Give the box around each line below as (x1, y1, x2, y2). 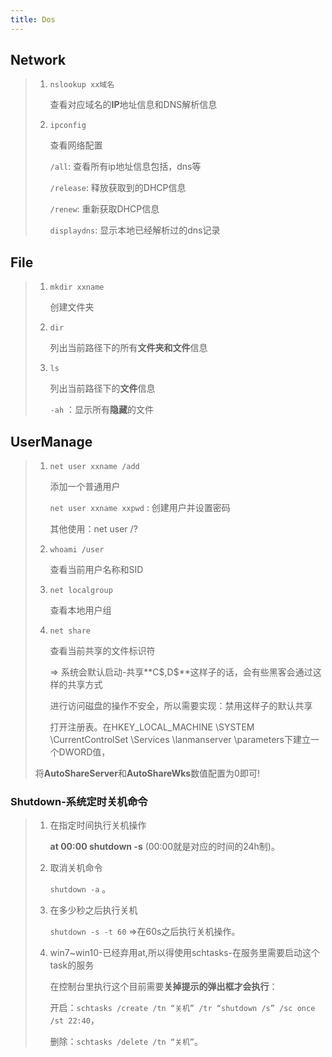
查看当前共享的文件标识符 (49, 645, 156, 657)
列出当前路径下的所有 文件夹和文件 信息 (49, 342, 208, 354)
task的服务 (49, 959, 95, 971)
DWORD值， (58, 746, 111, 758)
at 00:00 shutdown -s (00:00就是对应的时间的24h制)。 (49, 841, 280, 853)
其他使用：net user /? (49, 523, 138, 535)
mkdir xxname (49, 282, 105, 293)
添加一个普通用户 (49, 481, 121, 493)
